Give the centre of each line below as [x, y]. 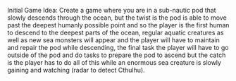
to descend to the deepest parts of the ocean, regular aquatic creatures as [116, 32]
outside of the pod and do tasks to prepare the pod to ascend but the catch [117, 55]
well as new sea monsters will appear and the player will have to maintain [113, 40]
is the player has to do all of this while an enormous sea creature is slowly [114, 62]
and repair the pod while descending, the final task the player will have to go [118, 48]
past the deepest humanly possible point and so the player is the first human [118, 25]
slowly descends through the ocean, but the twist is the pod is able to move [117, 18]
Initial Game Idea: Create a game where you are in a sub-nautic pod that [112, 10]
